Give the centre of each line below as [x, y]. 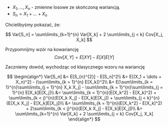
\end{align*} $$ [84, 119]
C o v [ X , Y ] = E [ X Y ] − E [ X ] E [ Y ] [84, 57]
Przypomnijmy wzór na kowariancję [42, 49]
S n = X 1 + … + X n [30, 14]
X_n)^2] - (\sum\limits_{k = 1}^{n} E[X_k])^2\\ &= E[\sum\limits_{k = [84, 81]
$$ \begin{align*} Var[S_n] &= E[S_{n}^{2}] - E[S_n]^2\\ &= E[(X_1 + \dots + [84, 76]
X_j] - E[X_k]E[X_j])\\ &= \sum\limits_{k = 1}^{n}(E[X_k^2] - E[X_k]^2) [92, 103]
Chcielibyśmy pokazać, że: [33, 24]
